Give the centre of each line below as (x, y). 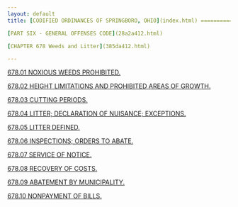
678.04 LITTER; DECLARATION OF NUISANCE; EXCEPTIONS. (97, 113)
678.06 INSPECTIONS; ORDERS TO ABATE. (70, 141)
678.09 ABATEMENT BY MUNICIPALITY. (66, 182)
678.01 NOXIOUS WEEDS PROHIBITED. (64, 72)
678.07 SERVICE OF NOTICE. (50, 155)
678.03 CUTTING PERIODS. (48, 100)
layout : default (31, 14)
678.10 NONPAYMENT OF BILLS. (55, 196)
